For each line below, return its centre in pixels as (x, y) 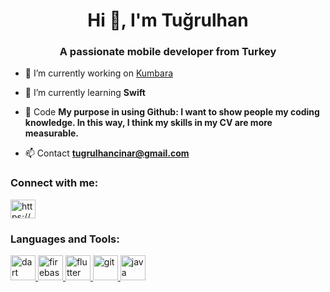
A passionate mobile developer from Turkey (168, 52)
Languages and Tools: (65, 239)
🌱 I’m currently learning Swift (85, 93)
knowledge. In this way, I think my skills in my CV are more (148, 123)
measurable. (52, 133)
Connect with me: (54, 183)
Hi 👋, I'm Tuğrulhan (168, 20)
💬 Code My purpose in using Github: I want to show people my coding (172, 112)
